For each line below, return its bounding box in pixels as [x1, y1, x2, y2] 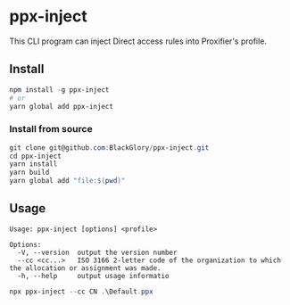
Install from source [9, 123, 93, 136]
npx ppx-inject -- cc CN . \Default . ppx [9, 287, 153, 296]
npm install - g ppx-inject [9, 85, 110, 95]
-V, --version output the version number [17, 248, 178, 257]
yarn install [9, 160, 58, 169]
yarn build [9, 168, 50, 177]
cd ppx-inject [9, 152, 62, 161]
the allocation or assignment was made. [9, 263, 162, 273]
